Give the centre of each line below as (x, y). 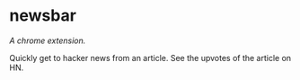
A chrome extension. (48, 40)
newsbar (43, 16)
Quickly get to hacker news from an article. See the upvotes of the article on (150, 58)
